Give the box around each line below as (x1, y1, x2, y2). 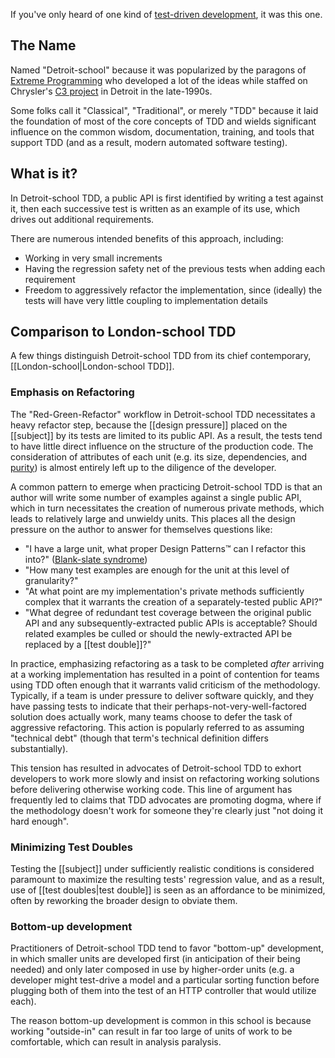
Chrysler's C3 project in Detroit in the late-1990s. (10, 85, 213, 97)
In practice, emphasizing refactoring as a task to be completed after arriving (10, 657, 325, 669)
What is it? (10, 165, 78, 183)
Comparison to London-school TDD (10, 324, 237, 341)
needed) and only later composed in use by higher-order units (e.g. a (10, 964, 295, 976)
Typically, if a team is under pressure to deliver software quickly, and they (10, 689, 315, 701)
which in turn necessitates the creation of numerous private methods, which (10, 502, 325, 514)
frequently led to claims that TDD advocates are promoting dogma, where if (10, 794, 322, 806)
